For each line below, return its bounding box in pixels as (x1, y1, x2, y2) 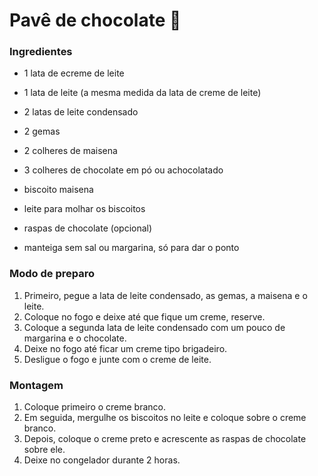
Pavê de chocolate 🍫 (9, 9, 182, 32)
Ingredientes (9, 45, 73, 59)
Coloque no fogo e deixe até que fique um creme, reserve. (23, 310, 266, 323)
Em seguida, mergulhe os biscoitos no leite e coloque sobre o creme (23, 412, 307, 424)
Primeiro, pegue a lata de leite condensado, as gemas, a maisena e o (23, 289, 308, 301)
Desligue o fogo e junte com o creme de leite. (23, 353, 212, 365)
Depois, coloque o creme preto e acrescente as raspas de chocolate (23, 433, 307, 445)
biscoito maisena (23, 184, 94, 196)
